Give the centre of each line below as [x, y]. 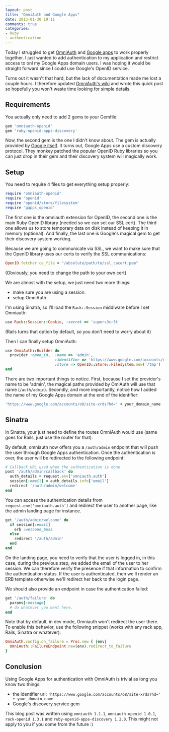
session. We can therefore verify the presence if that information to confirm [83, 568]
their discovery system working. [38, 239]
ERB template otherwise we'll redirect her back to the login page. [72, 579]
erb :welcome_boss [33, 529]
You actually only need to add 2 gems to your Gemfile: [62, 117]
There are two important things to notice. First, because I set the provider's [83, 379]
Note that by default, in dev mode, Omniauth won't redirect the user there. [82, 622]
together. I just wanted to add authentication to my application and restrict [82, 57]
